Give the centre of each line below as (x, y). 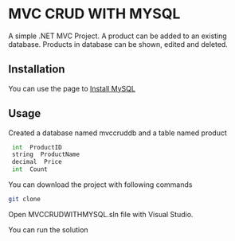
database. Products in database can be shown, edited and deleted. (118, 44)
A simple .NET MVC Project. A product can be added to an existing (117, 36)
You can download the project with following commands (100, 185)
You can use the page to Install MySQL (72, 88)
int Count (29, 169)
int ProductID (37, 147)
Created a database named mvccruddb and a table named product (117, 133)
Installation (37, 70)
